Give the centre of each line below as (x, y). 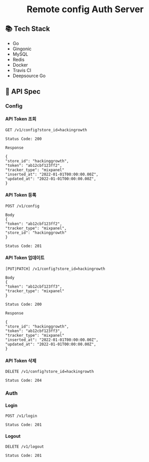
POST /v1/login (21, 416)
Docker (20, 65)
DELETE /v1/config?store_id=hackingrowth (50, 372)
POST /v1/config (22, 206)
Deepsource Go (29, 76)
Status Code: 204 (24, 381)
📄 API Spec (23, 92)
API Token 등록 (21, 195)
